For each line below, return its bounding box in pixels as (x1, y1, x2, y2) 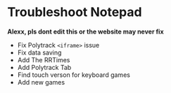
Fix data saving (17, 48, 62, 57)
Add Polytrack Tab (17, 63, 72, 71)
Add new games (17, 78, 65, 86)
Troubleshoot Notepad (7, 4, 142, 20)
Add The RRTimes (17, 55, 70, 64)
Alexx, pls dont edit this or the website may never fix (7, 27, 164, 36)
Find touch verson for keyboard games (17, 71, 130, 79)
